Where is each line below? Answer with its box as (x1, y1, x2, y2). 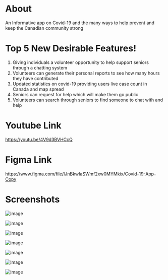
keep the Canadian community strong (5, 25, 84, 31)
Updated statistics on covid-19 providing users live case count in (12, 81, 147, 87)
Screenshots (5, 193, 60, 205)
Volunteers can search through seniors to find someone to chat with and (12, 97, 163, 103)
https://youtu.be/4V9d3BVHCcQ (5, 136, 73, 143)
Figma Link (5, 154, 52, 165)
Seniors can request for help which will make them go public (12, 91, 139, 97)
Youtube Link (5, 120, 62, 131)
